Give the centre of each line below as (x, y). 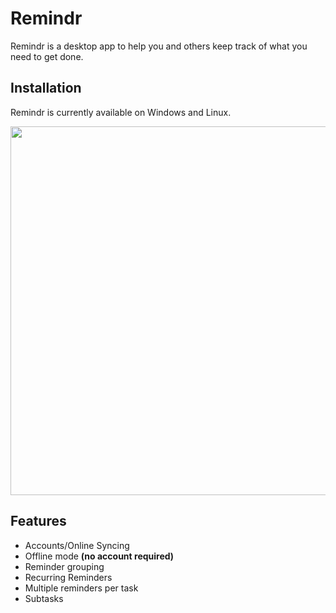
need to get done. (47, 56)
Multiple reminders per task (81, 588)
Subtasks (44, 598)
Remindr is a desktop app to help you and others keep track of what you (159, 46)
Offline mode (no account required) (99, 556)
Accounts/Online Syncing (77, 545)
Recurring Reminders (68, 577)
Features (38, 521)
